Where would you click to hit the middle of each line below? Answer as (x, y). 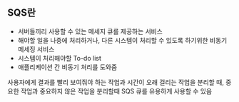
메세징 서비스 (36, 49)
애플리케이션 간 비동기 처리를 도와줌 (67, 67)
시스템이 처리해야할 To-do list (60, 58)
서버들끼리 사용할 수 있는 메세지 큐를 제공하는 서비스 (90, 31)
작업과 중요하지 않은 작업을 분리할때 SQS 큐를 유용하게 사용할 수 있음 (116, 91)
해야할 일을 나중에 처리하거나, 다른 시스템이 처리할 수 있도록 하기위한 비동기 (122, 40)
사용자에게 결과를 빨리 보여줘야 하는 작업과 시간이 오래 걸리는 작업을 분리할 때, (116, 82)
